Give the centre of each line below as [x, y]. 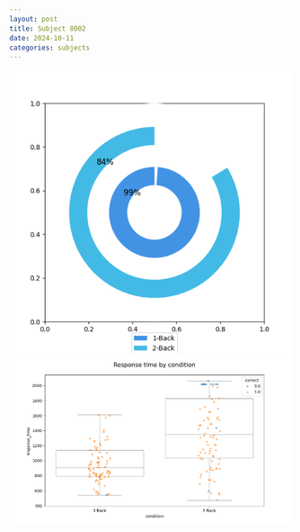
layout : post [34, 19]
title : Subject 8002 [48, 28]
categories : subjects [50, 48]
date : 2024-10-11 [42, 38]
